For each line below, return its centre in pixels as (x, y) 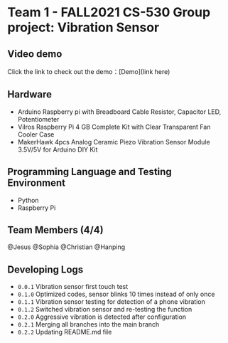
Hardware (29, 94)
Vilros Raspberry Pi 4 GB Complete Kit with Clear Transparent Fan (114, 127)
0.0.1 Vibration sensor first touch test (73, 287)
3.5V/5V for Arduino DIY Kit (58, 149)
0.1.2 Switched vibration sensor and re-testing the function (105, 310)
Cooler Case (36, 134)
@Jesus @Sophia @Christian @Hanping (66, 247)
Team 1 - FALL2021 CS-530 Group (109, 12)
